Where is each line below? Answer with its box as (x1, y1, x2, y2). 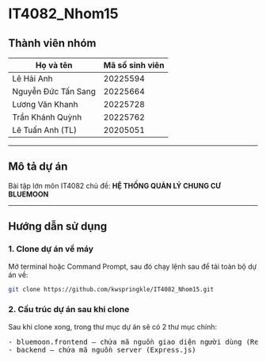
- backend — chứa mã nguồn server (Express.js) (8, 345, 196, 354)
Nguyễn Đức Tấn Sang (12, 86, 97, 97)
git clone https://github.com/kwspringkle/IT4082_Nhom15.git (8, 285, 215, 293)
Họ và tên (35, 60, 73, 70)
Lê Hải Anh (12, 73, 53, 84)
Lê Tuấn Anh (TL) (12, 124, 78, 135)
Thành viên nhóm (8, 36, 97, 50)
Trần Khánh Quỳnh (12, 112, 82, 123)
